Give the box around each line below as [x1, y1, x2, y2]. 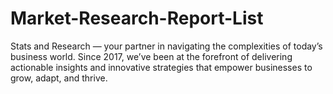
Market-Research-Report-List [10, 7, 264, 30]
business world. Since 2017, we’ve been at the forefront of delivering [10, 50, 293, 62]
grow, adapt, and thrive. [10, 72, 108, 84]
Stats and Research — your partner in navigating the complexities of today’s [10, 40, 323, 52]
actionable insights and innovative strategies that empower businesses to [10, 61, 313, 73]
